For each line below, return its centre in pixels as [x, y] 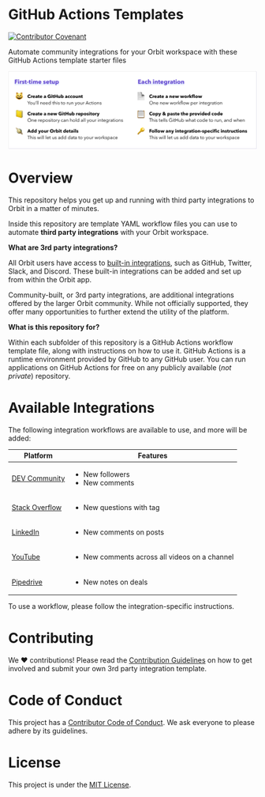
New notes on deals [116, 582]
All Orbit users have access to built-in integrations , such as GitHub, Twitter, [130, 263]
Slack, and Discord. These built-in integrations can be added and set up [125, 271]
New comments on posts [123, 532]
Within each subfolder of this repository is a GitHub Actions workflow [121, 342]
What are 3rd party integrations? [63, 247]
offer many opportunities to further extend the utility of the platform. [119, 312]
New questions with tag [121, 507]
